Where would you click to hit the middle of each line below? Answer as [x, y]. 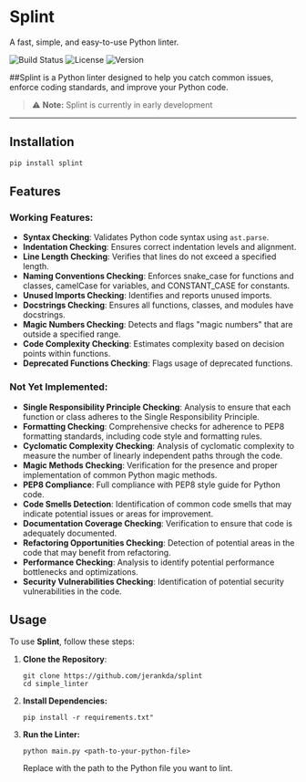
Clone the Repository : [65, 660]
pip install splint [46, 163]
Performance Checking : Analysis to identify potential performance [148, 562]
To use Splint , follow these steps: [72, 641]
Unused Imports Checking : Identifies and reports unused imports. [147, 296]
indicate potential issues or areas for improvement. [118, 514]
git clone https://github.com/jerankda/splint [112, 676]
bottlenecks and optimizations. [80, 571]
